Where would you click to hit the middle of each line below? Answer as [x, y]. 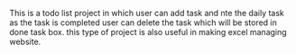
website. [25, 41]
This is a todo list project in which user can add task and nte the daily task [147, 13]
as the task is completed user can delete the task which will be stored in [143, 22]
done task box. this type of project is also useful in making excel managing [148, 32]
